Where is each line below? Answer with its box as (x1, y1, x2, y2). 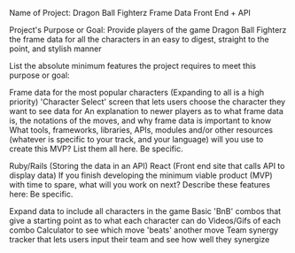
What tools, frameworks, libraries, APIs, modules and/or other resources (9, 125, 273, 135)
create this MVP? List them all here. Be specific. (9, 143, 183, 154)
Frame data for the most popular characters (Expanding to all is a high (9, 88, 265, 97)
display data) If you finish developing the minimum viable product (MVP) (9, 170, 273, 180)
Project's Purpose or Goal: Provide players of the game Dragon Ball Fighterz (9, 25, 287, 34)
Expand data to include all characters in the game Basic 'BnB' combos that (9, 206, 282, 216)
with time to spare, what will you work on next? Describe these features (9, 180, 270, 189)
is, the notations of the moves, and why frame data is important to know (9, 115, 272, 126)
